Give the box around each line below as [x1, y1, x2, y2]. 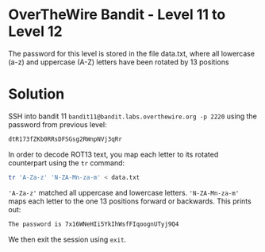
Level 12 [8, 22, 63, 41]
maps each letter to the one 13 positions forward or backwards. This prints [8, 196, 252, 206]
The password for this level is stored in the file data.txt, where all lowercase [8, 48, 255, 58]
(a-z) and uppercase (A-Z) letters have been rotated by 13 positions [8, 57, 229, 67]
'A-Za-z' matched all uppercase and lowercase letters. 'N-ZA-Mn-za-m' [8, 188, 240, 197]
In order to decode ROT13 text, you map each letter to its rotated [8, 149, 219, 159]
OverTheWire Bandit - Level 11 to [8, 6, 226, 24]
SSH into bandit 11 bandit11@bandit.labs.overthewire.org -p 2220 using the [8, 111, 258, 121]
